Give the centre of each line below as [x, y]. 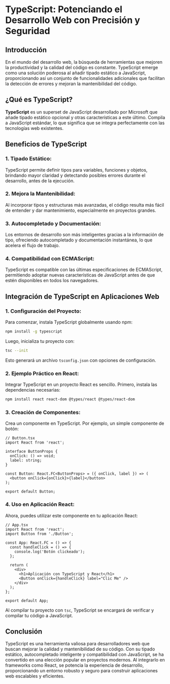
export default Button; [30, 492]
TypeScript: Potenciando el [64, 9]
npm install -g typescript [34, 332]
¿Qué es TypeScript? [39, 100]
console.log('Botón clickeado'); [50, 552]
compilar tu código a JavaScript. [39, 615]
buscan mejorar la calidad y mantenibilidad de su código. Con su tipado [80, 649]
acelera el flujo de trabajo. [32, 245]
